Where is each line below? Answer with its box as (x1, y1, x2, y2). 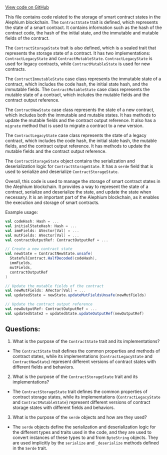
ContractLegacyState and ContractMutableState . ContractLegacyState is (5, 55, 152, 61)
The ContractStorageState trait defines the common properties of (12, 388, 147, 394)
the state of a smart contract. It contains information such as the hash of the (5, 24, 162, 30)
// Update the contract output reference (5, 302, 93, 307)
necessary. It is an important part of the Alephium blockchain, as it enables (5, 194, 159, 200)
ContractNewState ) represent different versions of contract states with (12, 358, 156, 364)
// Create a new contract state (5, 246, 72, 251)
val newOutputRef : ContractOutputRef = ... (5, 306, 97, 311)
